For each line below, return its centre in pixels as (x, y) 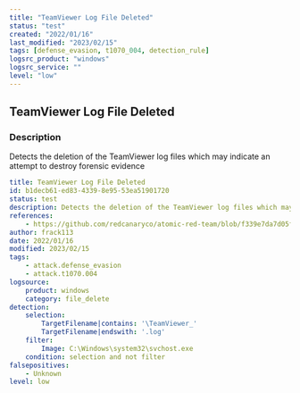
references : (31, 215)
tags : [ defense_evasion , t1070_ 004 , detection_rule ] (109, 51)
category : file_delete (67, 299)
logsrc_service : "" (46, 68)
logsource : (29, 282)
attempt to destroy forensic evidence (77, 166)
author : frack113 (42, 232)
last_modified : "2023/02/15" (63, 42)
